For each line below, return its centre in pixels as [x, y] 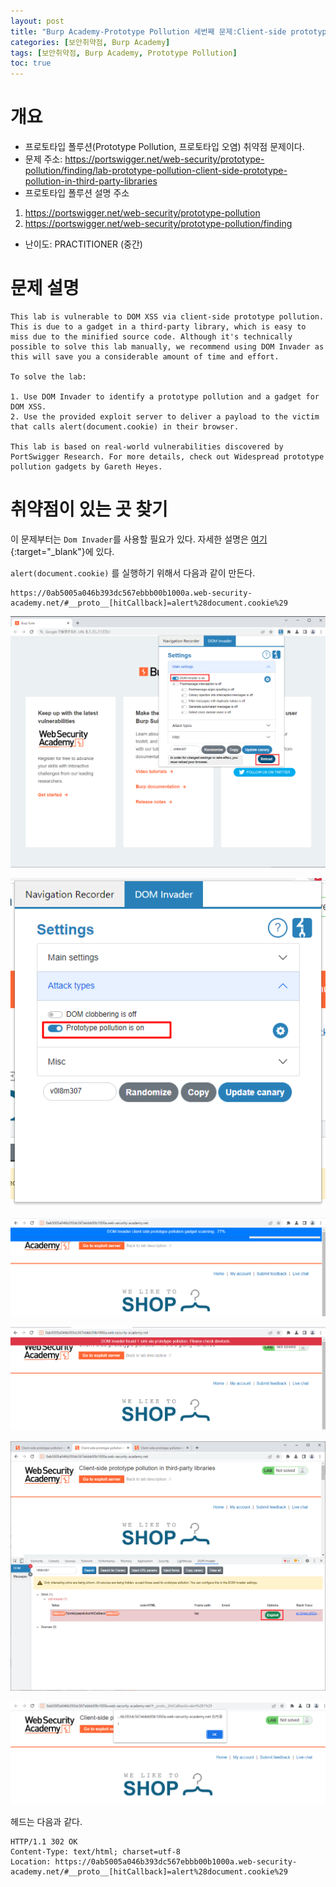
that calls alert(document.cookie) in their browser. [125, 427]
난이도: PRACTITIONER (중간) [83, 244]
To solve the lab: [48, 377]
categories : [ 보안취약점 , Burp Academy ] [90, 42]
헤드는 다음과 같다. [46, 1822]
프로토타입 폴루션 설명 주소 [77, 193]
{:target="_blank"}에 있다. [62, 551]
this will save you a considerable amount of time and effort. [145, 357]
